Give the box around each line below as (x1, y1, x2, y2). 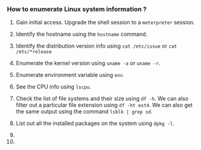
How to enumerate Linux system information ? (7, 5, 147, 13)
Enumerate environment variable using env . (15, 71, 125, 79)
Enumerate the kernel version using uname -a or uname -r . (15, 60, 161, 67)
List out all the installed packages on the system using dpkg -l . (15, 120, 175, 127)
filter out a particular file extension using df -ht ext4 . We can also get (15, 101, 193, 109)
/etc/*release (15, 49, 52, 55)
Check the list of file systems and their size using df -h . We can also (15, 95, 189, 102)
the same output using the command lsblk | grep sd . (15, 108, 153, 115)
